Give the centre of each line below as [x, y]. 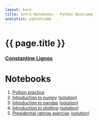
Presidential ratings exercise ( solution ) [51, 113]
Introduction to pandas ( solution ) [45, 103]
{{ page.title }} [35, 43]
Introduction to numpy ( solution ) [45, 98]
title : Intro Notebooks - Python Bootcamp [49, 14]
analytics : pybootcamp [28, 19]
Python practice [28, 92]
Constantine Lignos [29, 59]
